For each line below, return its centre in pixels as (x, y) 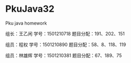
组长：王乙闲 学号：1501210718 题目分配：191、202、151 (65, 33)
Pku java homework (26, 23)
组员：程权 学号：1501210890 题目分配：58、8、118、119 (66, 45)
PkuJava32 (30, 9)
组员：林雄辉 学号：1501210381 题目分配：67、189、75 (64, 55)
